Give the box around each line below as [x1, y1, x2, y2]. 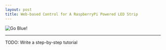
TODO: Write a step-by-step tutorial [5, 39, 78, 45]
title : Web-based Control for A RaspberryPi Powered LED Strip [5, 12, 138, 17]
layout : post [5, 7, 32, 12]
